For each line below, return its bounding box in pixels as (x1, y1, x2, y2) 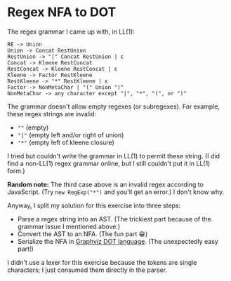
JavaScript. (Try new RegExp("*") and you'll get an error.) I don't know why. (7, 187, 225, 196)
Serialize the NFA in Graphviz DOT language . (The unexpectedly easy (17, 237, 219, 245)
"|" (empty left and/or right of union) (17, 130, 124, 139)
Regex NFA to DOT (7, 4, 117, 20)
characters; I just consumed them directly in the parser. (7, 266, 167, 274)
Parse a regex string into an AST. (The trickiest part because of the (17, 214, 212, 223)
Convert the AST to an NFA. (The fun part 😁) (17, 229, 148, 238)
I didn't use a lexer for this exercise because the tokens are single (7, 258, 197, 266)
